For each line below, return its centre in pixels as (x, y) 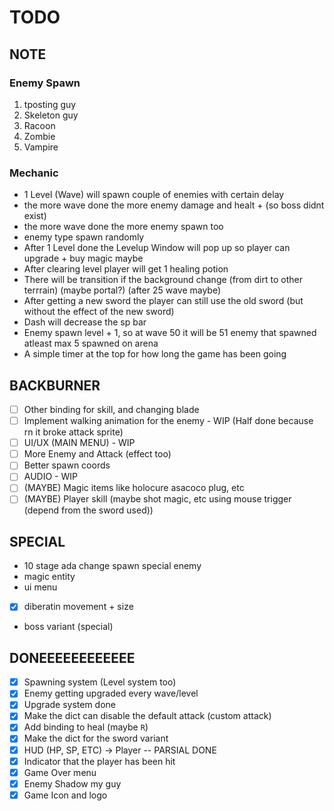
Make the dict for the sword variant (96, 738)
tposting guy (50, 104)
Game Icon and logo (65, 795)
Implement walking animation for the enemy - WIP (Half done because (168, 421)
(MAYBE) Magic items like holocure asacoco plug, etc (134, 488)
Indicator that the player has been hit (99, 761)
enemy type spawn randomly (84, 237)
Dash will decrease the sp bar (85, 322)
